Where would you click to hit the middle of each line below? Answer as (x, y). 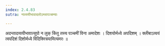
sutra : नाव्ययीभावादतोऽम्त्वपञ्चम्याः (31, 14)
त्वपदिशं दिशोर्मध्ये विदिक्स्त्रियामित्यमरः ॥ (36, 38)
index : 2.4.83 (20, 10)
